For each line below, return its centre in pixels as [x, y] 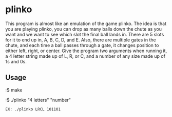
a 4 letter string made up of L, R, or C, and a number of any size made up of [85, 56]
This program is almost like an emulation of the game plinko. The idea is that [86, 24]
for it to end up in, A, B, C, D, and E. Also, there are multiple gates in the [81, 40]
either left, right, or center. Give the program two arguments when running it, [86, 51]
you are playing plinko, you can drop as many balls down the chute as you [83, 29]
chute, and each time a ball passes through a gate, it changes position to [82, 45]
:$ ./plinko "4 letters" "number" [38, 100]
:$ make [14, 90]
